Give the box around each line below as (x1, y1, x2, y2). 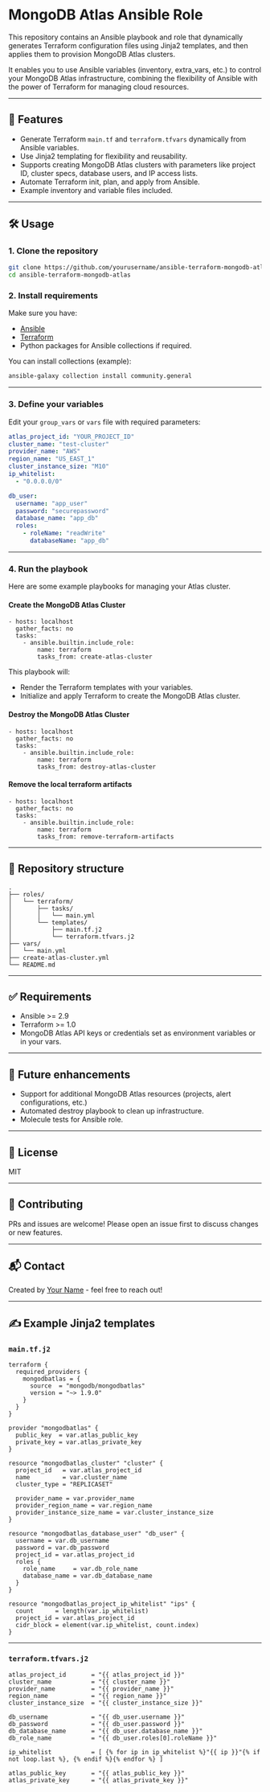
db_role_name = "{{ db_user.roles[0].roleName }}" (8, 1734, 218, 1742)
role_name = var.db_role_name (22, 1565, 138, 1573)
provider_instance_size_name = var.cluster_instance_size (15, 1509, 215, 1517)
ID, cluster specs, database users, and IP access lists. (19, 168, 198, 178)
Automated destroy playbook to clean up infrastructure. (19, 1106, 204, 1116)
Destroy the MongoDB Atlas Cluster (8, 710, 130, 719)
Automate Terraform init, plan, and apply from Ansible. (19, 177, 201, 187)
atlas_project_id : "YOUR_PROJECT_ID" (8, 433, 135, 441)
